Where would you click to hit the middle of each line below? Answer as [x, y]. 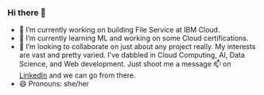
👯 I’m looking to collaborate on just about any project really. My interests [137, 47]
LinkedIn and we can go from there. [77, 75]
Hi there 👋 [27, 13]
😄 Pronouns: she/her [54, 84]
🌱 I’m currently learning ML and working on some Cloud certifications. [134, 38]
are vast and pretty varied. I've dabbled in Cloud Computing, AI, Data [132, 55]
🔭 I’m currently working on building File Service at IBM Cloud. [119, 30]
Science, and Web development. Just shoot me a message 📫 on [125, 64]
